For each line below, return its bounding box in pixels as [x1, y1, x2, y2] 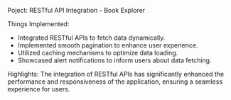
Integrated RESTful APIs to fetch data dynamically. [17, 33, 166, 42]
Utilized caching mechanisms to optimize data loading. [17, 49, 178, 57]
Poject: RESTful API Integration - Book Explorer [7, 6, 146, 14]
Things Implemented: [7, 20, 70, 28]
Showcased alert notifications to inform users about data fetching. [17, 56, 212, 65]
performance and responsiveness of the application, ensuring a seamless [7, 77, 223, 86]
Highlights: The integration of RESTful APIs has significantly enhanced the [7, 70, 225, 78]
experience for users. [7, 85, 70, 93]
